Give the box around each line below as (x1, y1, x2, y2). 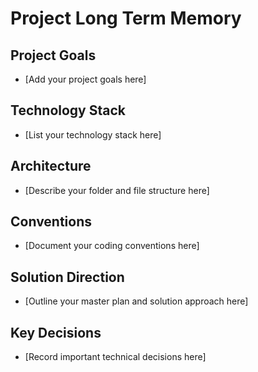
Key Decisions (10, 324, 102, 341)
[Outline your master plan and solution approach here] (24, 295, 249, 307)
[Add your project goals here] (24, 73, 147, 85)
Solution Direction (10, 268, 125, 286)
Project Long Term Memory (10, 7, 242, 30)
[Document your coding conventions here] (24, 240, 200, 252)
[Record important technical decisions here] (24, 351, 207, 363)
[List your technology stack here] (24, 128, 162, 141)
